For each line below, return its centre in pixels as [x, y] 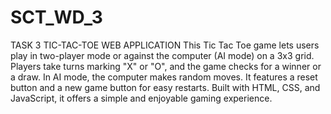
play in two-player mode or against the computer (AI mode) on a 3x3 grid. [162, 55]
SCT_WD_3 [56, 17]
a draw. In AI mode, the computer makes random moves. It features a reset [164, 77]
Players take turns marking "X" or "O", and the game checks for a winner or [166, 66]
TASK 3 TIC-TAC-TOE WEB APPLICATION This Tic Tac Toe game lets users [165, 45]
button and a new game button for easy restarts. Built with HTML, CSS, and [165, 87]
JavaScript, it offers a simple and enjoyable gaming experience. [141, 98]
